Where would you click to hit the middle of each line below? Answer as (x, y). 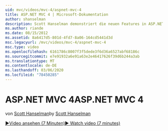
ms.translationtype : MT (30, 61)
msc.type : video (22, 47)
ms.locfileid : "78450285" (32, 75)
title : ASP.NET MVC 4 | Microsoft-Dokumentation (57, 14)
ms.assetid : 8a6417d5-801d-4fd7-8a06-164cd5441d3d (59, 38)
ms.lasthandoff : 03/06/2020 (34, 70)
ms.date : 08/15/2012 (27, 33)
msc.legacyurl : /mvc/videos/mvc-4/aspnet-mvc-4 (56, 42)
